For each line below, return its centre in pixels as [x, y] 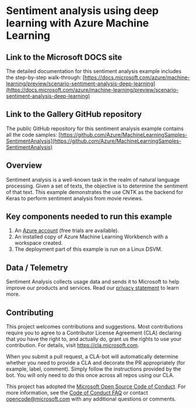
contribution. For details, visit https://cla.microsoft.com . [73, 345]
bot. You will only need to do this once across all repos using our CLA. [90, 375]
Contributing [30, 312]
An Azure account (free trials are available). [67, 231]
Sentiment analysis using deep [83, 11]
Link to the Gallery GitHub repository [74, 114]
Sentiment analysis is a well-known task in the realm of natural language [93, 179]
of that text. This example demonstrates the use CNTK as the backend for [95, 192]
